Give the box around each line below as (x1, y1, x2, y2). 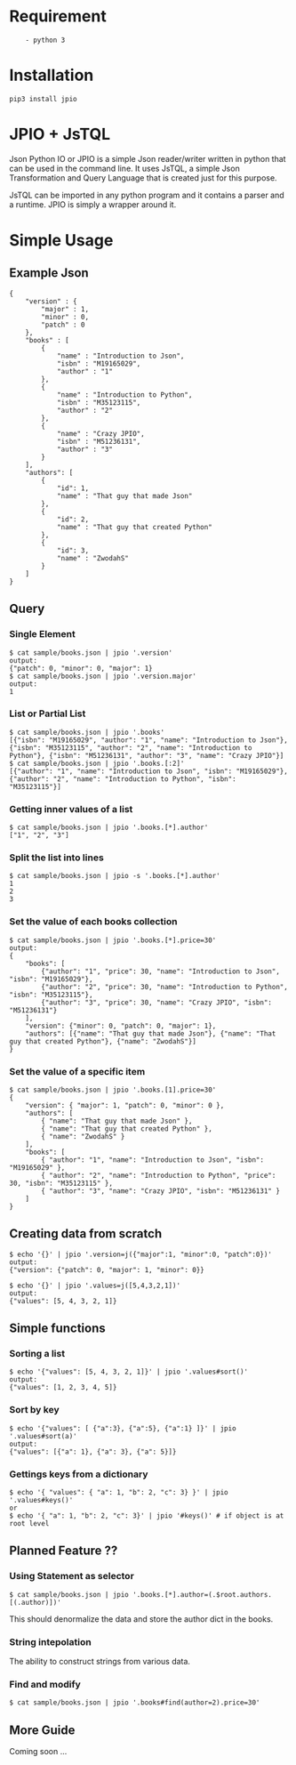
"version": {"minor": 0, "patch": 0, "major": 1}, (25, 1021, 217, 1030)
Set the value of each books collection (9, 915, 178, 928)
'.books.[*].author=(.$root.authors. (132, 1590, 273, 1599)
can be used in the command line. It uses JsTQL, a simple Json (9, 163, 240, 173)
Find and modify (9, 1678, 82, 1690)
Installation (9, 65, 94, 85)
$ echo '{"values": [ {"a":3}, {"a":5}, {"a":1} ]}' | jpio (9, 1423, 237, 1433)
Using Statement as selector (9, 1570, 135, 1583)
